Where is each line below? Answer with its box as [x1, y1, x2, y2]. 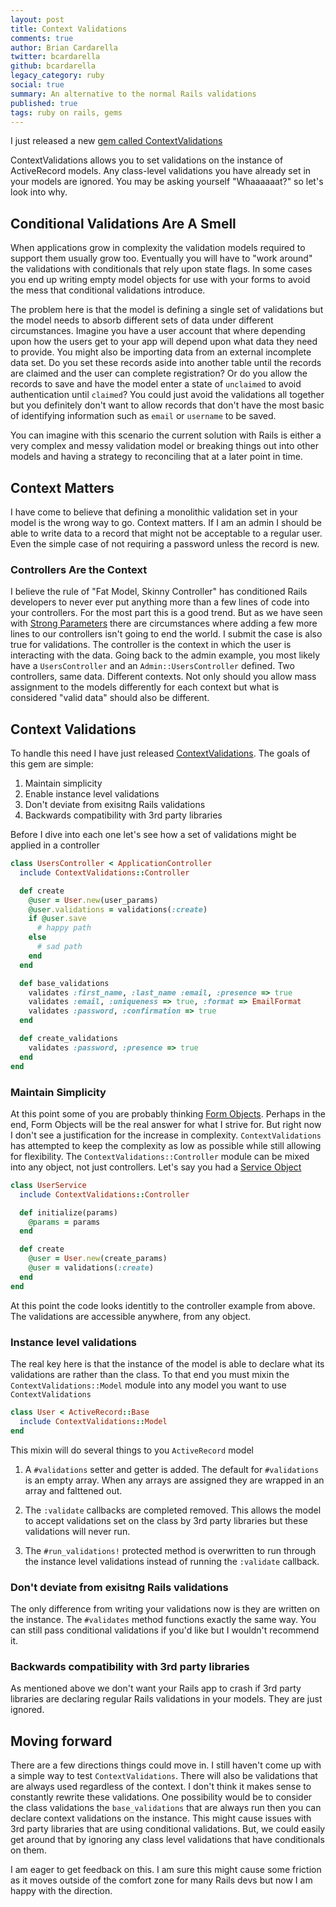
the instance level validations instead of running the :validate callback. [24, 1555, 320, 1567]
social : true [10, 80, 65, 90]
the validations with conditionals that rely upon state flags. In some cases [10, 263, 313, 275]
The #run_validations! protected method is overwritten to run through [24, 1544, 317, 1556]
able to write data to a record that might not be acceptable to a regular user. [10, 527, 323, 539]
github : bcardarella [10, 61, 97, 71]
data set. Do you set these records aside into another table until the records [10, 357, 322, 369]
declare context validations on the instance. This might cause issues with [10, 1812, 312, 1824]
